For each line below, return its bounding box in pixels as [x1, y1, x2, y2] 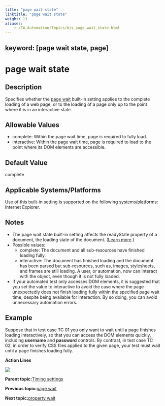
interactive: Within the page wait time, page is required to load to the [12, 139, 152, 145]
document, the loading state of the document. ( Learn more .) [12, 237, 134, 243]
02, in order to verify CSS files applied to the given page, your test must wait [5, 343, 161, 348]
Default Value [5, 158, 48, 167]
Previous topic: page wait [5, 385, 57, 391]
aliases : [5, 21, 23, 26]
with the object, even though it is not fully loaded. [19, 273, 120, 279]
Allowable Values [5, 121, 60, 129]
